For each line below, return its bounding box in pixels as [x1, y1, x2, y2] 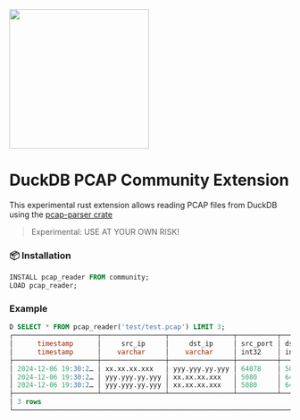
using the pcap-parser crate [9, 209, 113, 220]
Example [9, 302, 48, 315]
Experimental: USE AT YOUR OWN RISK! [30, 226, 180, 237]
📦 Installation [9, 249, 71, 262]
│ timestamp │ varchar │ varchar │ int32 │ [9, 348, 281, 357]
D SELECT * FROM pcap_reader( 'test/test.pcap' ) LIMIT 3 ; [9, 323, 226, 332]
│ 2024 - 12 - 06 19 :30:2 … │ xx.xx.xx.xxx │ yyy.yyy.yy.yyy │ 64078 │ [9, 364, 281, 374]
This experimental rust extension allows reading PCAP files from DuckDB [9, 199, 278, 210]
